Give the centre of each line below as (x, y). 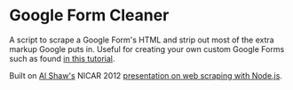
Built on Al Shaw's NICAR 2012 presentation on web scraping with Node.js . (146, 75)
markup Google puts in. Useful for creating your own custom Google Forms (147, 49)
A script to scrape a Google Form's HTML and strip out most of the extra (142, 40)
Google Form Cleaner (89, 15)
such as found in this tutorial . (62, 58)
